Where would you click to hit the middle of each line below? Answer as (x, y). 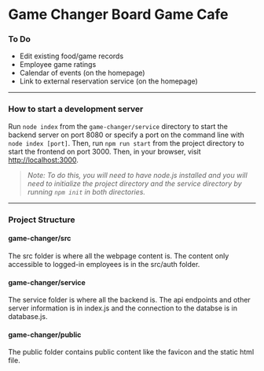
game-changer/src (40, 239)
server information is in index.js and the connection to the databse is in (123, 308)
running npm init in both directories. (86, 191)
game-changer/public (45, 334)
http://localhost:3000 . (43, 160)
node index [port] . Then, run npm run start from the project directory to (126, 143)
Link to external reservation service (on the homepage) (108, 81)
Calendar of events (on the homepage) (82, 73)
